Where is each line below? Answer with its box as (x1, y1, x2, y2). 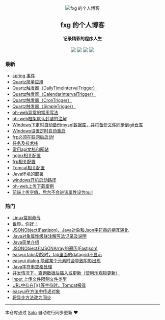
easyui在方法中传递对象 (12, 289, 60, 294)
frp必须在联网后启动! (12, 134, 55, 140)
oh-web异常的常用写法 (12, 109, 58, 115)
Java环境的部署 (12, 171, 44, 177)
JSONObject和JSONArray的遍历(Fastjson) (12, 245, 98, 251)
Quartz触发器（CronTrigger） (12, 97, 72, 103)
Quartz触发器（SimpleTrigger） (12, 103, 76, 109)
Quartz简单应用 (12, 79, 44, 84)
